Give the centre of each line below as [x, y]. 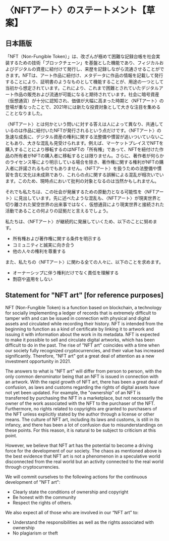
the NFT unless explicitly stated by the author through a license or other [80, 414]
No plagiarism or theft [35, 533]
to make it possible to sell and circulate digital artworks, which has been [80, 340]
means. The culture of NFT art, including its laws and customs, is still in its [82, 419]
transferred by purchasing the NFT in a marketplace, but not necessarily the [84, 398]
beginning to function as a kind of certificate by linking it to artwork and [79, 329]
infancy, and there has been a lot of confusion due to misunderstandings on [84, 425]
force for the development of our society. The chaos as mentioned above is [83, 450]
